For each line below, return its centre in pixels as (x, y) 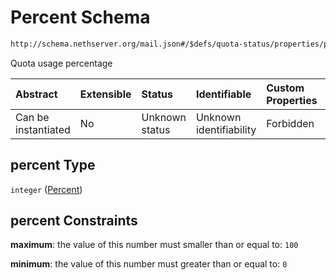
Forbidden (290, 123)
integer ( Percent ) (46, 189)
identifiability (226, 129)
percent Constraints (74, 221)
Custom (285, 88)
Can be (32, 117)
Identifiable (223, 94)
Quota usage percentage (61, 63)
